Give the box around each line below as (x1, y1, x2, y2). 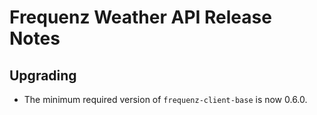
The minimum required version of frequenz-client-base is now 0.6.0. (23, 94, 308, 105)
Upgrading (9, 67, 77, 84)
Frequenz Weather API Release (9, 6, 272, 29)
